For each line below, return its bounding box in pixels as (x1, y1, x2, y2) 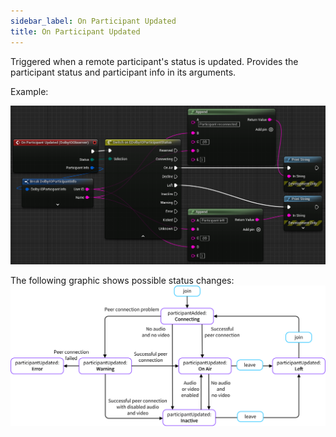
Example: (10, 85, 49, 97)
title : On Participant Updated (10, 26, 141, 37)
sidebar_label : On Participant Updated (10, 16, 177, 26)
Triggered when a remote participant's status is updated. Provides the (10, 55, 299, 67)
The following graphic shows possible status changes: (10, 274, 235, 286)
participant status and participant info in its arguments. (10, 66, 237, 78)
